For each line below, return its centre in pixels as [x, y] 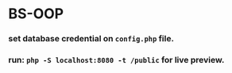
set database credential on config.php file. [91, 39]
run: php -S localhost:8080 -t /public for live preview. [116, 60]
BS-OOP [36, 14]
